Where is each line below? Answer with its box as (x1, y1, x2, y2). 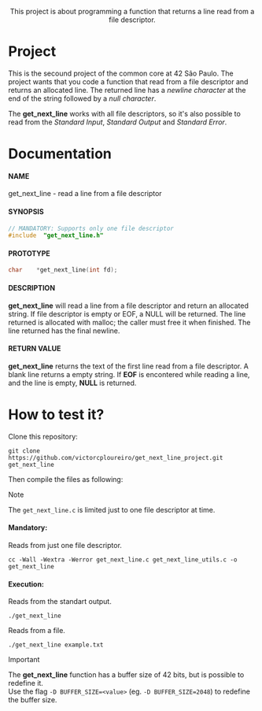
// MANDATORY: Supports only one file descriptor (8, 224, 175, 232)
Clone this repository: (8, 431, 79, 441)
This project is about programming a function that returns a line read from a (9, 7, 255, 16)
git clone (8, 446, 41, 455)
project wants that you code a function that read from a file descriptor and (8, 76, 249, 86)
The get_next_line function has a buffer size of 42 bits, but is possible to (8, 670, 245, 680)
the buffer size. (8, 695, 57, 705)
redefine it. (8, 679, 43, 688)
